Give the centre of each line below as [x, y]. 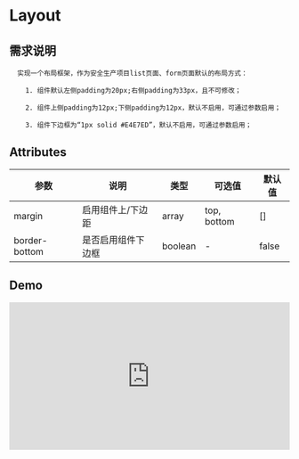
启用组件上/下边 [115, 209]
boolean [179, 246]
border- [31, 240]
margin [28, 216]
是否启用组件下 [113, 240]
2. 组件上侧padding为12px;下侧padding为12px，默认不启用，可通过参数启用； [154, 108]
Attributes [38, 152]
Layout [35, 16]
